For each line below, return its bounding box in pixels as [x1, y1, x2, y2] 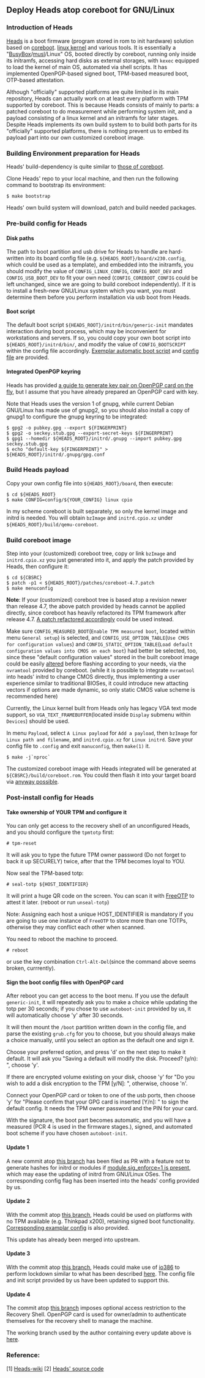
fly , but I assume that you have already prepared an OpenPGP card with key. [6, 388, 199, 395]
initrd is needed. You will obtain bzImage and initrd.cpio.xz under [6, 514, 173, 521]
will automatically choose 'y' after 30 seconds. [6, 1012, 124, 1019]
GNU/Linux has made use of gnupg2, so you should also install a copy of [6, 406, 190, 414]
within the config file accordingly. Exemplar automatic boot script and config [6, 347, 199, 355]
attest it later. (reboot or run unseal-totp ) [6, 899, 110, 906]
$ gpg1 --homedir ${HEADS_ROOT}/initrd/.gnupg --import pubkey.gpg [6, 435, 182, 442]
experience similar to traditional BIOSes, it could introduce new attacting [6, 680, 188, 687]
